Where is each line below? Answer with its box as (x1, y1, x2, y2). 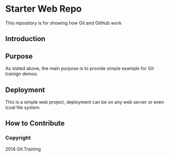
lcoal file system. (5, 104, 41, 110)
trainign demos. (5, 71, 38, 77)
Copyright (5, 134, 31, 141)
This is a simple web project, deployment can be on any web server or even (5, 99, 164, 105)
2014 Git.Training (5, 146, 41, 152)
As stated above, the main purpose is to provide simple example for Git (5, 66, 154, 72)
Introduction (5, 35, 46, 43)
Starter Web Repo (5, 3, 82, 15)
